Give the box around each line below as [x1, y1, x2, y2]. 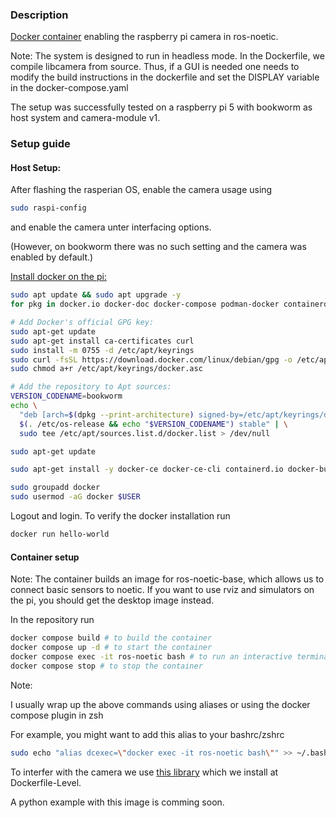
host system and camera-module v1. [10, 112, 161, 124]
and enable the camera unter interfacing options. [10, 221, 212, 233]
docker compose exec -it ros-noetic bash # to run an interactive [10, 651, 293, 662]
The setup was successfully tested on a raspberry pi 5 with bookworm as [10, 101, 313, 113]
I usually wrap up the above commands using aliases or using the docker [10, 698, 311, 710]
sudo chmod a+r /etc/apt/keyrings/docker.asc [10, 364, 203, 374]
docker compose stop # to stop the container [10, 661, 203, 671]
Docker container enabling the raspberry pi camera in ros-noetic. [10, 31, 279, 43]
